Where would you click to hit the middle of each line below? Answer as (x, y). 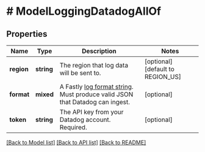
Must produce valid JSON (96, 94)
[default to (160, 69)
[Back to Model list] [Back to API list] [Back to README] (76, 142)
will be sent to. (80, 73)
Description (99, 51)
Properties (27, 34)
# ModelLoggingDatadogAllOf (84, 11)
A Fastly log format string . (96, 87)
